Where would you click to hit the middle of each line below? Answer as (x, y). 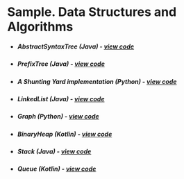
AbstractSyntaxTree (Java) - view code (76, 46)
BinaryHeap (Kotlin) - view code (65, 134)
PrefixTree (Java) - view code (61, 64)
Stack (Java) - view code (54, 152)
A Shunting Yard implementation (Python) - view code (97, 81)
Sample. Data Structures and (92, 12)
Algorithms (40, 27)
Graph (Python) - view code (58, 117)
